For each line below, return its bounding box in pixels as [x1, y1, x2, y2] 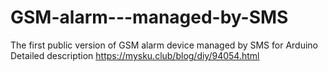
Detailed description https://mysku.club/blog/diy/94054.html [10, 49, 260, 61]
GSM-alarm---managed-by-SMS [10, 6, 289, 29]
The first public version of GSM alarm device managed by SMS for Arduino [10, 39, 319, 51]
